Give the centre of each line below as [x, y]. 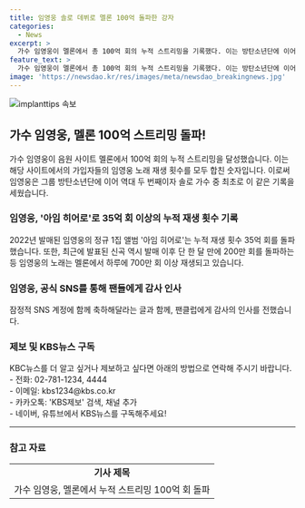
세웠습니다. [29, 192]
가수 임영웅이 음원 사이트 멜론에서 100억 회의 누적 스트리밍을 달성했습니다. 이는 [149, 159]
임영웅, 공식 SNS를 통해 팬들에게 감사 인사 [95, 288]
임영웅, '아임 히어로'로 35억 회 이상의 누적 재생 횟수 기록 [124, 219]
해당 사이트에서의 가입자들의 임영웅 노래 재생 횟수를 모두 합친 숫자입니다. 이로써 [150, 170]
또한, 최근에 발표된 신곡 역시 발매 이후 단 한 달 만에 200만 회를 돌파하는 [169, 251]
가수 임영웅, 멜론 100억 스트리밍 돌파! [108, 136]
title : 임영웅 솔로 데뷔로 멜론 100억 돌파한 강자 [92, 18]
